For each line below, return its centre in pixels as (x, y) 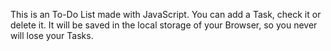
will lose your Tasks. (52, 35)
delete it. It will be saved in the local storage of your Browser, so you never (164, 25)
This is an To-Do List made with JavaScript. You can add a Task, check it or (166, 14)
